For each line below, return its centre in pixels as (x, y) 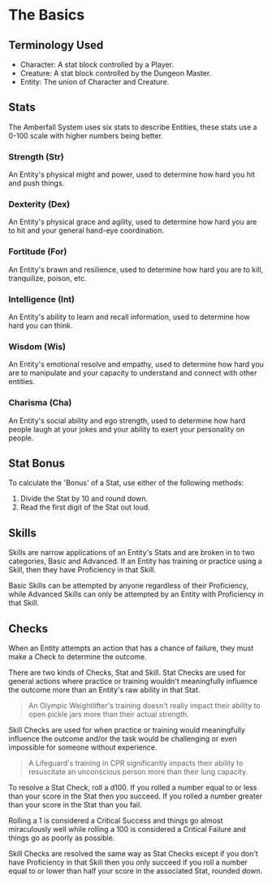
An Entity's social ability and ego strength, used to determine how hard (127, 420)
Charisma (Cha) (40, 403)
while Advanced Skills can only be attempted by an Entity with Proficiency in (136, 594)
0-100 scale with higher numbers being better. (86, 135)
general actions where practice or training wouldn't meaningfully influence (133, 681)
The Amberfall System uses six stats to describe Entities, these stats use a (133, 127)
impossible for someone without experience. (83, 747)
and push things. (37, 183)
